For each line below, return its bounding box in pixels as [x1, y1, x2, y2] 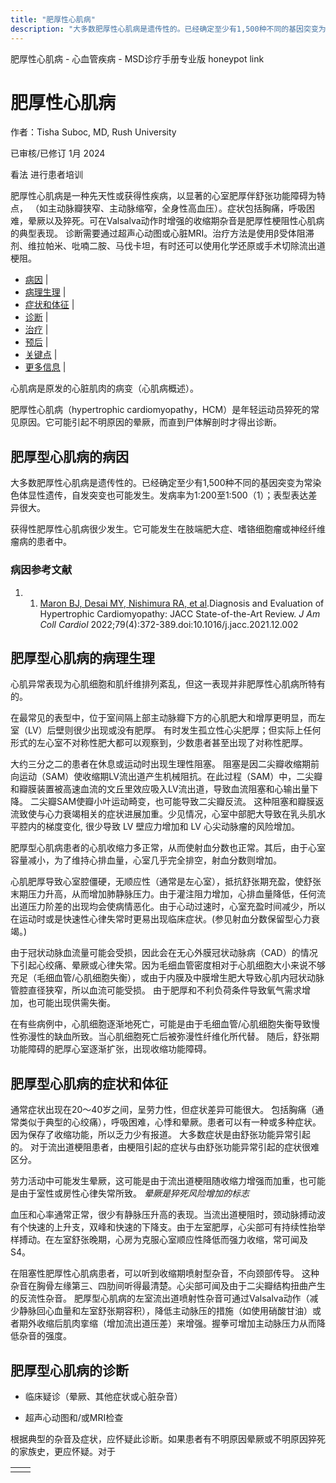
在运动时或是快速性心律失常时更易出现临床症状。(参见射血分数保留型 [10, 913, 295, 925]
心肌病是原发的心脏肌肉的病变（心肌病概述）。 [10, 382, 199, 395]
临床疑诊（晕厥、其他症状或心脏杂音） [24, 1390, 183, 1402]
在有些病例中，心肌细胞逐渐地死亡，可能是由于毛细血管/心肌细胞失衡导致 [10, 1018, 312, 1030]
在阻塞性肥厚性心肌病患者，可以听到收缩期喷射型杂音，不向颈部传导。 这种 [10, 1267, 320, 1280]
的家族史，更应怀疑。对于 [10, 1445, 116, 1457]
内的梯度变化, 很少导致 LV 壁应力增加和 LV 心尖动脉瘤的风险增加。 [27, 821, 300, 833]
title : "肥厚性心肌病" [10, 14, 96, 25]
